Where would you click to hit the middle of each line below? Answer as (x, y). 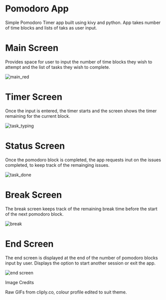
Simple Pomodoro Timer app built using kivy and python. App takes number (83, 22)
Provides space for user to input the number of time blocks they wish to (79, 62)
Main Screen (32, 48)
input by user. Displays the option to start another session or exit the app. (81, 263)
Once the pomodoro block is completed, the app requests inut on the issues (83, 160)
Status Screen (35, 146)
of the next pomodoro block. (34, 214)
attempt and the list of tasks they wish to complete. (58, 67)
